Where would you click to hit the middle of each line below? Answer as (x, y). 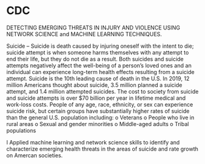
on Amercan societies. (35, 155)
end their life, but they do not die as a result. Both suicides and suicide (95, 59)
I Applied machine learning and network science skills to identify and (93, 142)
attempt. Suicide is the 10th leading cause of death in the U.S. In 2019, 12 (98, 78)
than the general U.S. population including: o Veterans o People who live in (100, 117)
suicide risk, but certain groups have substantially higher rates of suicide (98, 111)
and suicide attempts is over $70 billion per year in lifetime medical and (96, 98)
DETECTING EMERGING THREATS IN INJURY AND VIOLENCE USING (93, 28)
